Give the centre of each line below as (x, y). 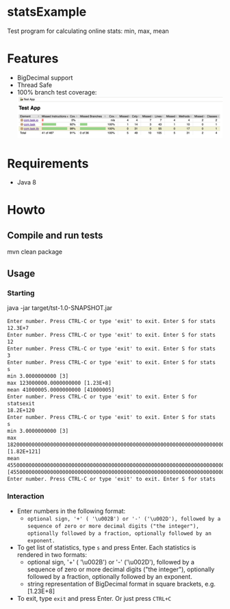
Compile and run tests (55, 235)
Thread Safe (35, 85)
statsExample (47, 12)
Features (33, 59)
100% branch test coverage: (57, 92)
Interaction (26, 496)
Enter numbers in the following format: (71, 511)
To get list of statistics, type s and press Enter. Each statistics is (106, 548)
